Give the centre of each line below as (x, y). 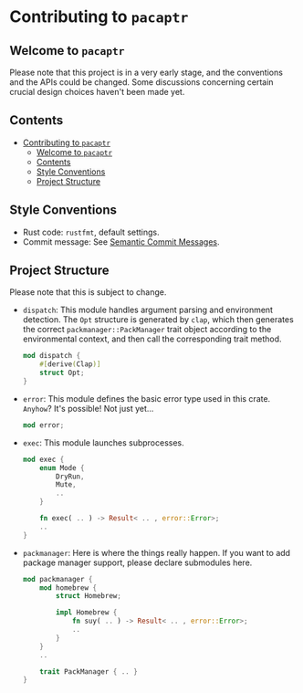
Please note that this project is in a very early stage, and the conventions (146, 72)
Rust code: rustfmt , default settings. (91, 232)
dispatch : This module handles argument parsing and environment (148, 310)
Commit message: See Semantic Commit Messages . (121, 241)
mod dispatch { (52, 356)
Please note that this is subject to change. (88, 292)
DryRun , (70, 477)
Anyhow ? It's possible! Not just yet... (88, 408)
